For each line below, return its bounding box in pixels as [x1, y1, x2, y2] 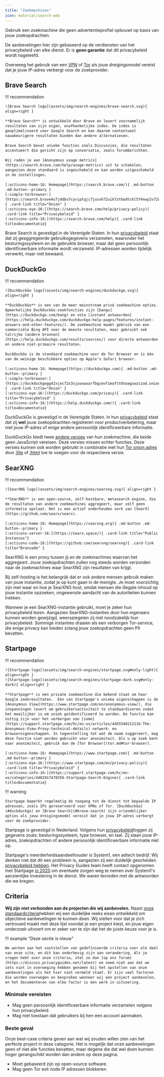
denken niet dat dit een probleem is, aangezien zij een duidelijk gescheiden [5, 857, 157, 863]
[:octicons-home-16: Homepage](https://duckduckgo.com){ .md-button [5, 367, 147, 371]
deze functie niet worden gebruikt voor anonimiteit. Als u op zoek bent [5, 736, 159, 741]
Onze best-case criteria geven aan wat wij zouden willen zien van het [5, 1036, 145, 1042]
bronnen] [42, 332, 60, 337]
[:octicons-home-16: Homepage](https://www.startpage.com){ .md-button [5, 751, 154, 756]
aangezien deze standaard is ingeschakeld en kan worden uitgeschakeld [5, 168, 154, 173]
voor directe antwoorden [107, 337, 159, 342]
